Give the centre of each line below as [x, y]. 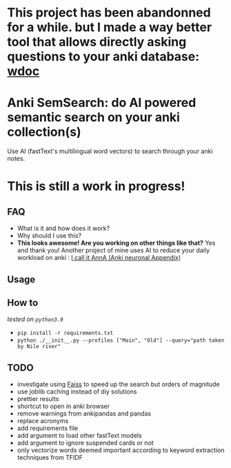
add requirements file [47, 428]
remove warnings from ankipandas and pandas [84, 414]
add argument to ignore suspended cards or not [85, 443]
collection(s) [44, 132]
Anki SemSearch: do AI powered [102, 103]
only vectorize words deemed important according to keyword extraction [121, 450]
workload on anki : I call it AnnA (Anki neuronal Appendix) [99, 258]
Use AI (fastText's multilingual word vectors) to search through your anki [110, 151]
